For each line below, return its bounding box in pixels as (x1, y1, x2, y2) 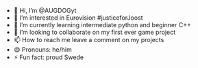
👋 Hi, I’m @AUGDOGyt (13, 7, 77, 14)
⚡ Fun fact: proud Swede (13, 53, 84, 61)
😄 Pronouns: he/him (13, 46, 72, 54)
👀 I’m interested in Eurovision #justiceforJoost (13, 14, 143, 22)
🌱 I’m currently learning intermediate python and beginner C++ (13, 21, 192, 29)
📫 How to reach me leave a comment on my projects (13, 36, 164, 44)
